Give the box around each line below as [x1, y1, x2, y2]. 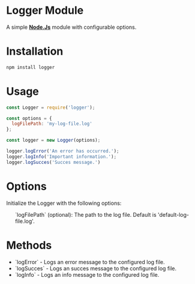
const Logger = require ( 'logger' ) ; [6, 104, 95, 110]
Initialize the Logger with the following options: [6, 199, 122, 207]
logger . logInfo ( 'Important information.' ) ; [6, 154, 117, 160]
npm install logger [6, 64, 55, 70]
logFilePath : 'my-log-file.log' [11, 121, 93, 127]
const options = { [6, 115, 52, 121]
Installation [6, 44, 64, 58]
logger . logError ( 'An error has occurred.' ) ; [6, 148, 119, 154]
